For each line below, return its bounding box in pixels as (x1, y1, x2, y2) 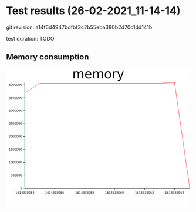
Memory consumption (6, 52, 89, 62)
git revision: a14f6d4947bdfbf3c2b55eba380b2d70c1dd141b (6, 24, 153, 31)
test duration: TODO (6, 35, 55, 42)
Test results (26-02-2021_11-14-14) (6, 4, 181, 18)
